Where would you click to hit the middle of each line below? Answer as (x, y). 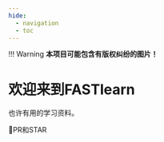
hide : (17, 16)
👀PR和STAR (28, 130)
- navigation (37, 23)
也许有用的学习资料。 (43, 113)
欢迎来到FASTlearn (72, 89)
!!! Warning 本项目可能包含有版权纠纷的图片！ (83, 54)
